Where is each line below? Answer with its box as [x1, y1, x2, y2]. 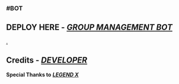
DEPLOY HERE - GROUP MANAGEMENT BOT [6, 22, 173, 33]
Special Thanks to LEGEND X [6, 71, 79, 78]
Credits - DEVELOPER [6, 55, 88, 66]
